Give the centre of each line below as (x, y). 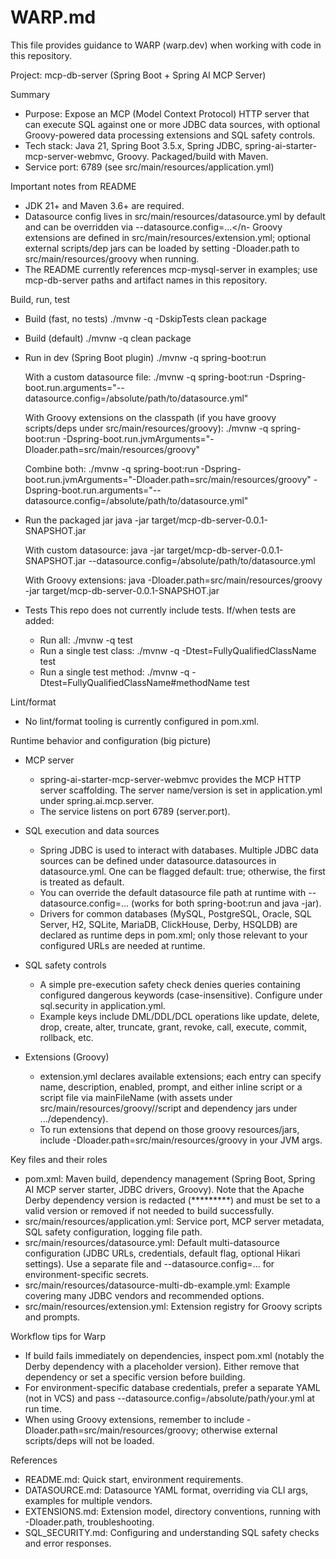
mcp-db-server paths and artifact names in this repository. (146, 280)
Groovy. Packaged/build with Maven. (192, 156)
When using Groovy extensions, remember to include (134, 1419)
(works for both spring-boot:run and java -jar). (226, 903)
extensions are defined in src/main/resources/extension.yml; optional (167, 237)
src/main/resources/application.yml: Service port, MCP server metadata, (174, 1221)
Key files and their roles (59, 1159)
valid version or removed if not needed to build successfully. (149, 1210)
